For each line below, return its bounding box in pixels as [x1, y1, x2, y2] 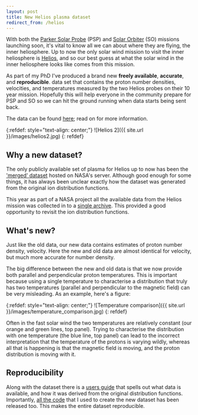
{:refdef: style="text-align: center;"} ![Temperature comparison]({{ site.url [6, 302, 185, 309]
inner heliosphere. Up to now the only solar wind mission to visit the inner [6, 48, 184, 55]
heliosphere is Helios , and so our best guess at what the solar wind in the [6, 54, 184, 62]
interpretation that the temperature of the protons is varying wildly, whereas [6, 338, 190, 345]
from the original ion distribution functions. [6, 184, 110, 192]
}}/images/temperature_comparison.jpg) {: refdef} [6, 308, 128, 315]
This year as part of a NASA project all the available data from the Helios [6, 196, 182, 203]
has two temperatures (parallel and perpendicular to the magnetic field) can [6, 284, 190, 291]
